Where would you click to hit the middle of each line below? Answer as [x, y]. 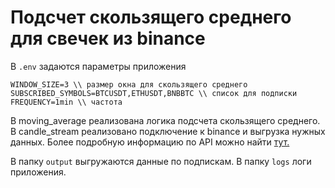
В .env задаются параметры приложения [98, 66]
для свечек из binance [108, 38]
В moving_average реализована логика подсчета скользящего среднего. [165, 120]
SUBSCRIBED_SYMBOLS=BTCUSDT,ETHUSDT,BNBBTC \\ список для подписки [154, 93]
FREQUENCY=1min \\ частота [66, 102]
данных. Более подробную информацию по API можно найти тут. [150, 142]
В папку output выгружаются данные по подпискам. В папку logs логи [161, 161]
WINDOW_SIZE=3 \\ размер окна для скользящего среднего [129, 84]
